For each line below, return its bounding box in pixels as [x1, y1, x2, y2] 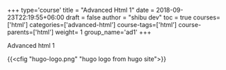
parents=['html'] [7, 28, 54, 36]
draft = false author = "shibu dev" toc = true [65, 13, 192, 21]
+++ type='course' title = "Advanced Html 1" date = [7, 6, 155, 14]
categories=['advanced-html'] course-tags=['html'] [29, 21, 177, 28]
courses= [193, 13, 220, 21]
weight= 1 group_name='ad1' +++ [55, 28, 152, 36]
